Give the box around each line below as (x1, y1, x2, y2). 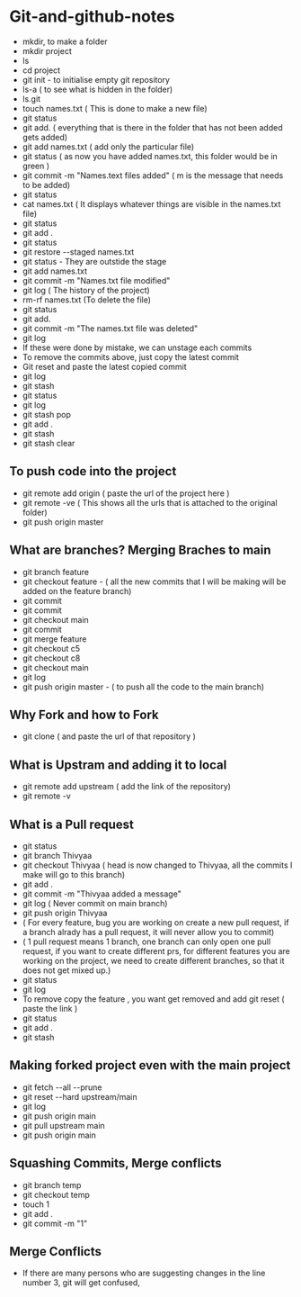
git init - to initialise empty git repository (22, 74, 171, 85)
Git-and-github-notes (9, 6, 175, 27)
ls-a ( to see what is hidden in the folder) (22, 84, 173, 95)
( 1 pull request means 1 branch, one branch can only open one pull (22, 936, 271, 947)
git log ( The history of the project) (22, 284, 150, 295)
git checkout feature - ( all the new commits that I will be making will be (22, 576, 287, 587)
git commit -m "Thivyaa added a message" (22, 888, 181, 899)
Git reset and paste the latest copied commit (22, 361, 187, 372)
